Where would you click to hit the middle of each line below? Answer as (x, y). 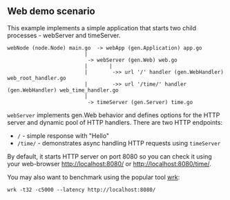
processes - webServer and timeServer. (64, 35)
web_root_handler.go (37, 78)
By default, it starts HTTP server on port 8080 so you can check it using (109, 156)
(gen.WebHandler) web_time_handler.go (63, 90)
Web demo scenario (51, 11)
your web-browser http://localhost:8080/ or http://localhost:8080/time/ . (109, 163)
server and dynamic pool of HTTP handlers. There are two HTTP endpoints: (115, 122)
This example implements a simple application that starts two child (102, 28)
